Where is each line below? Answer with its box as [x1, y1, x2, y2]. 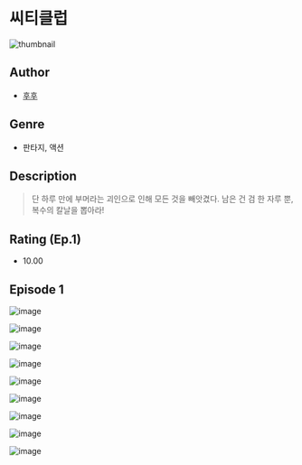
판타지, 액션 [22, 142, 65, 153]
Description [9, 168, 77, 183]
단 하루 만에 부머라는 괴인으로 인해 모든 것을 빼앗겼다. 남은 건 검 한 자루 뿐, [31, 193, 294, 204]
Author [9, 65, 50, 80]
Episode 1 [9, 282, 65, 297]
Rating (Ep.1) [9, 231, 81, 246]
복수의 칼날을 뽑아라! [31, 205, 105, 216]
